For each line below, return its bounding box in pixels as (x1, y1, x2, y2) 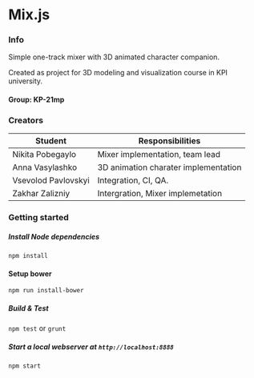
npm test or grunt (8, 324, 67, 333)
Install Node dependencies (8, 231, 100, 241)
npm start (8, 362, 42, 370)
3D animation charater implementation (97, 162, 242, 173)
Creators (8, 115, 44, 126)
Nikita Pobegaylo (12, 149, 77, 160)
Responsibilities (138, 135, 201, 147)
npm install (8, 252, 48, 260)
